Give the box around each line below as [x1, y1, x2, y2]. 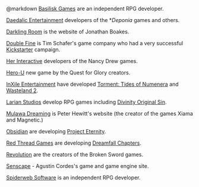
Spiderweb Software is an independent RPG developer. [6, 174, 141, 181]
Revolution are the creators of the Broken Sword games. [6, 151, 144, 158]
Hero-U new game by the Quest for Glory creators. [6, 69, 131, 76]
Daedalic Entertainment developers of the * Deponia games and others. [6, 17, 180, 23]
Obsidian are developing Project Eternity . [6, 128, 106, 135]
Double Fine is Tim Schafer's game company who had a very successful [6, 40, 184, 46]
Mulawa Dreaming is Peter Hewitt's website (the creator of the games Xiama [6, 110, 193, 117]
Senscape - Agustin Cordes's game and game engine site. [6, 163, 149, 169]
